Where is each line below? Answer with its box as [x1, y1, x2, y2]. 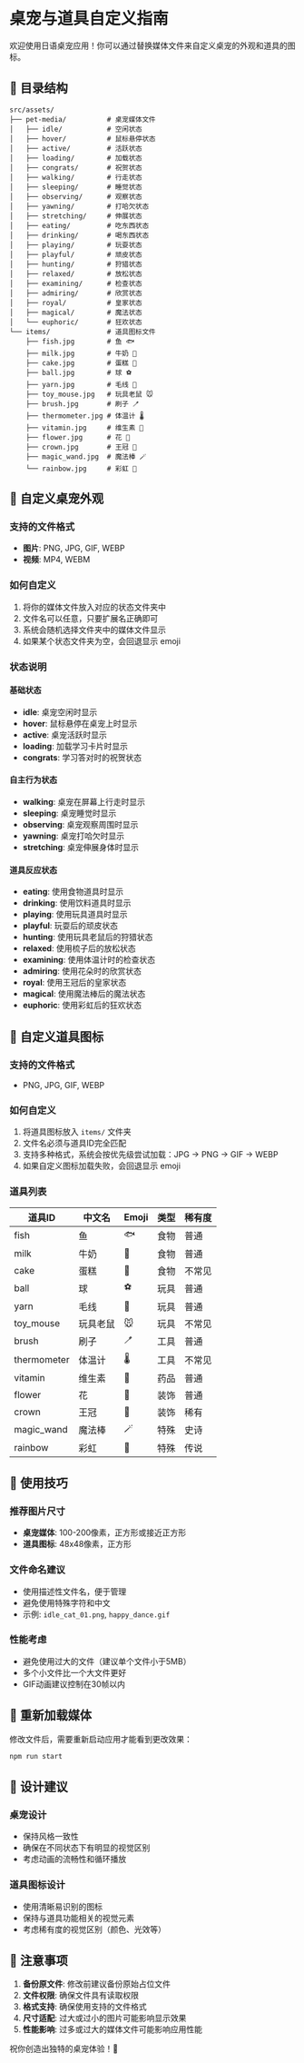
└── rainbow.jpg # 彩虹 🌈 [25, 464, 138, 473]
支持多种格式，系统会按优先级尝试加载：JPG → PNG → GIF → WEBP [22, 1149, 279, 1160]
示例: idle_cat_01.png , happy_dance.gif [22, 1609, 171, 1620]
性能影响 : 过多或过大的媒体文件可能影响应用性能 [22, 2024, 202, 2035]
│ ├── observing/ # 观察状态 [9, 192, 142, 201]
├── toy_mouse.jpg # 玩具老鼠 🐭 [25, 390, 154, 399]
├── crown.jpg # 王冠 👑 [25, 442, 138, 451]
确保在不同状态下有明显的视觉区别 [22, 1842, 151, 1853]
